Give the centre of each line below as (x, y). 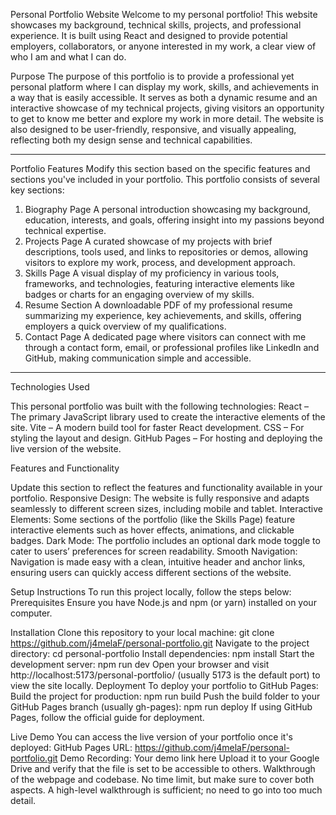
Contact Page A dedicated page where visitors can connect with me (165, 337)
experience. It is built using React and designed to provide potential (149, 35)
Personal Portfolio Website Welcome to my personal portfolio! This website (164, 14)
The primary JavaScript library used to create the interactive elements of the (168, 417)
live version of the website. (66, 448)
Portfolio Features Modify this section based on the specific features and (160, 168)
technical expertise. (65, 230)
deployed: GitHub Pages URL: (71, 747)
